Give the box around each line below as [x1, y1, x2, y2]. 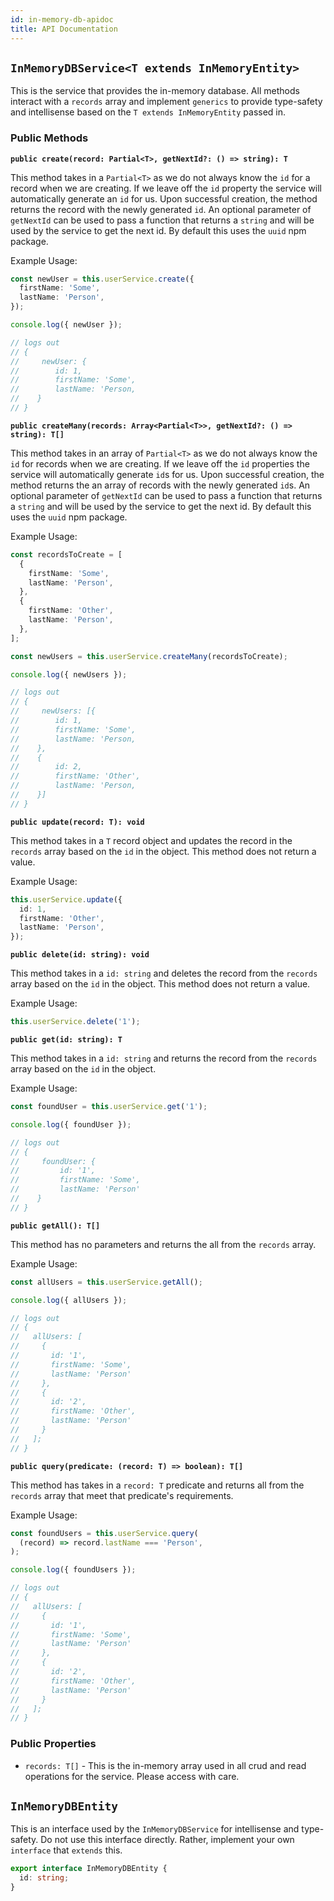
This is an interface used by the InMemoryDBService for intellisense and [10, 1823, 300, 1835]
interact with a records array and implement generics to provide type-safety [10, 96, 323, 108]
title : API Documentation [10, 24, 118, 34]
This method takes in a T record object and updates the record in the [10, 834, 293, 846]
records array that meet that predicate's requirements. [10, 1489, 234, 1501]
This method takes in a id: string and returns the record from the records [10, 1052, 318, 1065]
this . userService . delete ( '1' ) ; [10, 1017, 141, 1027]
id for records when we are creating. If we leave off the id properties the [10, 457, 310, 470]
